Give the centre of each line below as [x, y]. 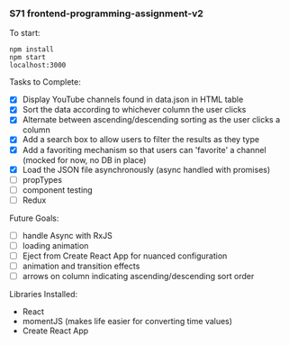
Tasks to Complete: [45, 82]
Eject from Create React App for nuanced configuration [125, 256]
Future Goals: [34, 218]
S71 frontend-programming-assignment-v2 [107, 14]
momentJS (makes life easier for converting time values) [127, 322]
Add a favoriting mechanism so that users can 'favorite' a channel [144, 150]
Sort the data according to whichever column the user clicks [134, 110]
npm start [28, 58]
